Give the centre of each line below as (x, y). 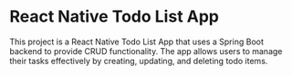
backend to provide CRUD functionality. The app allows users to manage (146, 51)
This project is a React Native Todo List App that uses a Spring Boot (137, 42)
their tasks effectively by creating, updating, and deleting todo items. (139, 61)
